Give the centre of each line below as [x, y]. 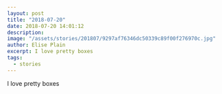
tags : [15, 58]
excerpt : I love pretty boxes [50, 52]
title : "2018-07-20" [37, 20]
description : [26, 32]
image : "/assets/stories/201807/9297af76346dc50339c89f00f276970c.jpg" [111, 39]
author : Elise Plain [37, 45]
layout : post [26, 13]
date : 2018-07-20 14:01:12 [46, 26]
